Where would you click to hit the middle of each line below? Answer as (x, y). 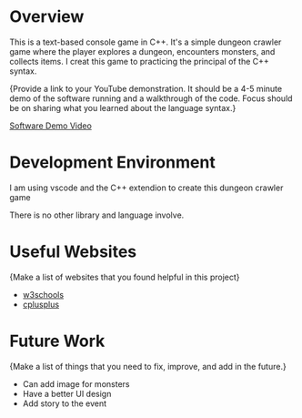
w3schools (43, 294)
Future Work (57, 341)
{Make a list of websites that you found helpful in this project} (125, 277)
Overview (47, 17)
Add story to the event (65, 403)
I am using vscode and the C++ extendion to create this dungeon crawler (146, 188)
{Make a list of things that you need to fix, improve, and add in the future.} (148, 366)
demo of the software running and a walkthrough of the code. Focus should (151, 98)
